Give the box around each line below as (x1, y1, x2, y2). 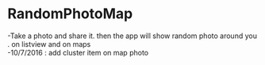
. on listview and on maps (7, 39, 91, 48)
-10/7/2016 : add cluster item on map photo (7, 48, 148, 57)
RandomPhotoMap (7, 5, 133, 23)
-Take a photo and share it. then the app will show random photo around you (7, 31, 257, 40)
